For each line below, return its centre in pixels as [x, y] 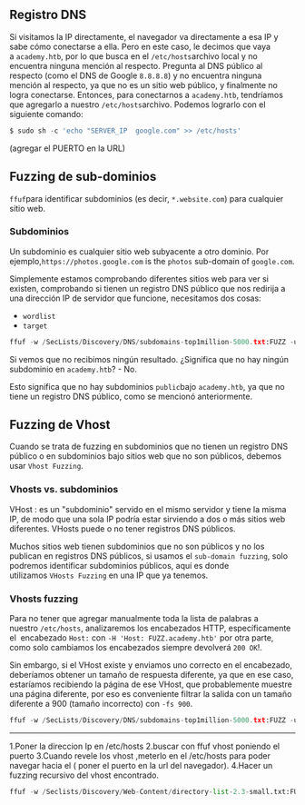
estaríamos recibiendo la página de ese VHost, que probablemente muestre [151, 684]
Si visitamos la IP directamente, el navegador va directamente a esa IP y [144, 36]
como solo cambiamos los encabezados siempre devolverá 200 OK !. [136, 648]
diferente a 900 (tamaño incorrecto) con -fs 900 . [101, 704]
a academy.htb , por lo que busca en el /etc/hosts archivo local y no [134, 56]
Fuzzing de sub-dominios [83, 177]
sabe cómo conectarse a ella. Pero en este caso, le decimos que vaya [140, 46]
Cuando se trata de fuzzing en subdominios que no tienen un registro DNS [149, 447]
